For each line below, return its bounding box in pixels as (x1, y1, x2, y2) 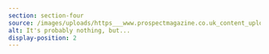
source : (8, 19, 34, 27)
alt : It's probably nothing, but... (8, 26, 130, 34)
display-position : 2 (8, 33, 78, 42)
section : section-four (8, 11, 84, 20)
